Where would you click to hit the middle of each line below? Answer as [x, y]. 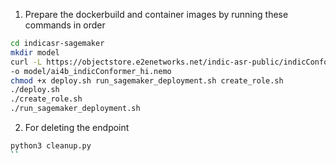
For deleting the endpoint [77, 127]
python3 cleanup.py [51, 146]
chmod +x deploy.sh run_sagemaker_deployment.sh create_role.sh [147, 80]
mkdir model [35, 52]
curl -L [26, 62]
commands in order [65, 25]
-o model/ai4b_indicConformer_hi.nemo [91, 71]
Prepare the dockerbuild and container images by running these [156, 14]
